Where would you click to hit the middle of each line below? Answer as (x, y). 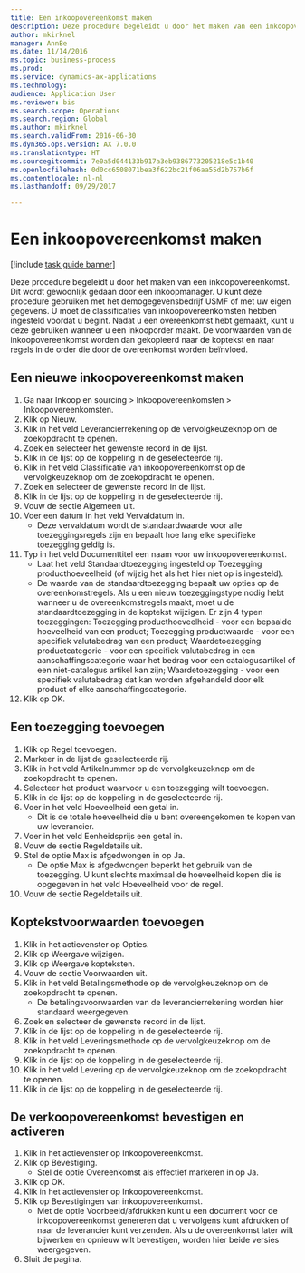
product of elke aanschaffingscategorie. (112, 689)
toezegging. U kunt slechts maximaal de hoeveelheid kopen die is (159, 874)
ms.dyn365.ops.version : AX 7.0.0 (73, 144)
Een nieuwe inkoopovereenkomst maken (127, 378)
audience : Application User (63, 93)
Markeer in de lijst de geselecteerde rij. (96, 759)
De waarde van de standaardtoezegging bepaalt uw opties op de (158, 583)
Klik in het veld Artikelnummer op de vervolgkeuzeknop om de (139, 769)
